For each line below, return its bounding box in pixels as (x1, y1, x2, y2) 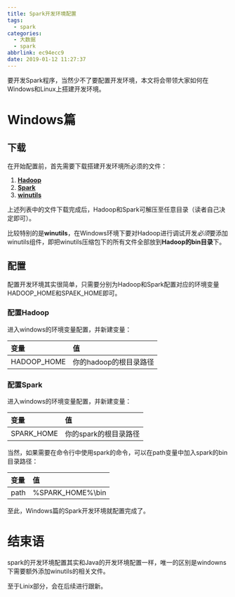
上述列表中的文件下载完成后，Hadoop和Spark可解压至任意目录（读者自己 (7, 205, 220, 214)
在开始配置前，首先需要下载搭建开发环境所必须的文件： (7, 162, 167, 170)
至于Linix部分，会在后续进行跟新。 (7, 582, 107, 591)
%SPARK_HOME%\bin (32, 488, 107, 497)
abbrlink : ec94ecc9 (7, 50, 65, 57)
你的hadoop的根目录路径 (72, 357, 154, 366)
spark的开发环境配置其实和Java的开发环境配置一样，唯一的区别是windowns (7, 558, 227, 567)
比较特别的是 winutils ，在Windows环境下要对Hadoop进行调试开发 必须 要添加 (7, 228, 228, 237)
